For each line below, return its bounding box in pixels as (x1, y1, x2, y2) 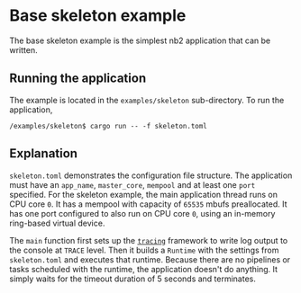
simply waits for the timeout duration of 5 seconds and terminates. (9, 273, 257, 284)
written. (9, 44, 38, 55)
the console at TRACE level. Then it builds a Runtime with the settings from (9, 244, 279, 255)
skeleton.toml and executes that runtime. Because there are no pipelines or (9, 253, 291, 265)
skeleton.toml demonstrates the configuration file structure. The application (9, 170, 293, 181)
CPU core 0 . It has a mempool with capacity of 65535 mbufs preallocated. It (9, 199, 287, 209)
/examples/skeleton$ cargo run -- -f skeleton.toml (9, 121, 207, 130)
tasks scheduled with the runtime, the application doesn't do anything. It (9, 263, 278, 274)
